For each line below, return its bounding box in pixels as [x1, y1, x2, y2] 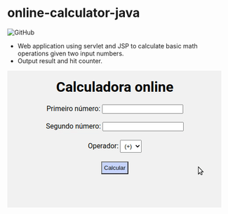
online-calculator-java [7, 5, 140, 21]
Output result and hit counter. [17, 56, 103, 65]
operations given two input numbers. [17, 49, 124, 58]
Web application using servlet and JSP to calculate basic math [17, 41, 198, 50]
